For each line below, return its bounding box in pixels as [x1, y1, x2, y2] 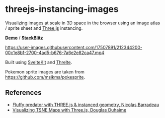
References [5, 88, 42, 97]
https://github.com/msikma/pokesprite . [5, 74, 85, 80]
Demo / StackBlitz [5, 35, 43, 41]
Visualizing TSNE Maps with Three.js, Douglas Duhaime [12, 107, 127, 113]
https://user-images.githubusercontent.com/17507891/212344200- [5, 44, 143, 50]
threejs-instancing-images [5, 3, 119, 15]
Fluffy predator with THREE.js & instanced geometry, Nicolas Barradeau [12, 102, 160, 108]
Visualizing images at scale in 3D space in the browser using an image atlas [5, 20, 161, 26]
